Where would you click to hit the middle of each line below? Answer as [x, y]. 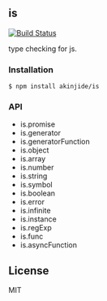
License [29, 271]
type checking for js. [43, 49]
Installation [31, 70]
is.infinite [35, 211]
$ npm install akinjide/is [54, 87]
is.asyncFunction [48, 245]
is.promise [37, 124]
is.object [34, 150]
